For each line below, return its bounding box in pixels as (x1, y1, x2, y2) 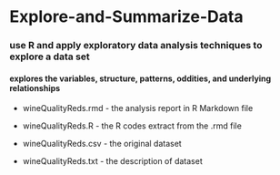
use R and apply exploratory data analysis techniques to (9, 39, 263, 52)
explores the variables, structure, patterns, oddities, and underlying (9, 73, 272, 84)
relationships (9, 82, 61, 93)
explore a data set (9, 50, 91, 63)
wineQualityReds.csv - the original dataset (22, 139, 182, 149)
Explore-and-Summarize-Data (9, 6, 244, 27)
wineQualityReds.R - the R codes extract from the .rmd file (22, 120, 243, 131)
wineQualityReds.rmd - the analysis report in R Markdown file (22, 103, 254, 114)
